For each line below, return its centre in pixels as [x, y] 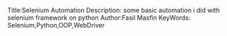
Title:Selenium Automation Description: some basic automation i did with [114, 10]
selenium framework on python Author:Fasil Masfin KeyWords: [99, 18]
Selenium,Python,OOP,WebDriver [56, 25]
